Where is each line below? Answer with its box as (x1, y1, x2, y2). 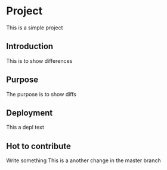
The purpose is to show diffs (6, 90, 76, 98)
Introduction (6, 41, 54, 51)
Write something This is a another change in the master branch (6, 157, 161, 164)
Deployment (6, 108, 53, 118)
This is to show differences (6, 57, 73, 64)
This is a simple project (6, 24, 63, 31)
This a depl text (6, 124, 45, 131)
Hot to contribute (6, 141, 72, 151)
